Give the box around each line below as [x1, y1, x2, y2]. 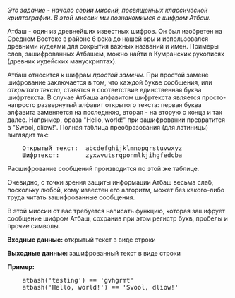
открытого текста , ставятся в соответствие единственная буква [7, 86, 202, 94]
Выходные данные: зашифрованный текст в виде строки [7, 249, 181, 257]
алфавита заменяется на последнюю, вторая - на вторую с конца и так [7, 108, 223, 116]
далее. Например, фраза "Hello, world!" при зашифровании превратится [7, 116, 226, 124]
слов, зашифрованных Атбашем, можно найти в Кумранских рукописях [7, 49, 224, 58]
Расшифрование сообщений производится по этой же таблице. [7, 165, 200, 173]
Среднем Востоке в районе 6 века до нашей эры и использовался [7, 35, 209, 43]
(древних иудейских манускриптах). [7, 57, 118, 66]
